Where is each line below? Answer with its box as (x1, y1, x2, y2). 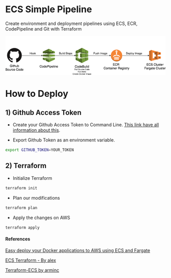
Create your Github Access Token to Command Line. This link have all (12, 122, 159, 128)
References (5, 236, 31, 242)
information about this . (12, 127, 61, 133)
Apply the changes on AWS (12, 214, 70, 220)
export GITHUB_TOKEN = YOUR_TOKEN (5, 148, 74, 153)
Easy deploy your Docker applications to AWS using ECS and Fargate (5, 247, 150, 253)
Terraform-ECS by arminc (5, 267, 60, 273)
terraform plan (5, 205, 38, 210)
